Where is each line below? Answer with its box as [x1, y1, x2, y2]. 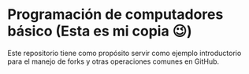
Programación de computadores [7, 6, 224, 24]
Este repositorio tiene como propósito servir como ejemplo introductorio [7, 48, 242, 57]
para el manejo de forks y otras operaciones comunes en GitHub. [7, 57, 220, 66]
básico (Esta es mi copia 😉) [7, 22, 192, 40]
